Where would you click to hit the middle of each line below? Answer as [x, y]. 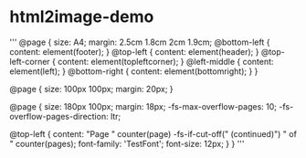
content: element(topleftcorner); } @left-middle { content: [166, 61]
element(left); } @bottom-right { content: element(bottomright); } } [134, 71]
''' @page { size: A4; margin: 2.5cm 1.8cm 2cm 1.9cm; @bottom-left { [140, 42]
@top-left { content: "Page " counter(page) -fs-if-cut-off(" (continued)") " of [153, 133]
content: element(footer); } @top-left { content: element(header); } [134, 51]
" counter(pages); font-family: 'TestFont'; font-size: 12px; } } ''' [127, 143]
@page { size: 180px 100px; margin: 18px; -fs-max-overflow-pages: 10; [143, 106]
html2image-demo [82, 17]
